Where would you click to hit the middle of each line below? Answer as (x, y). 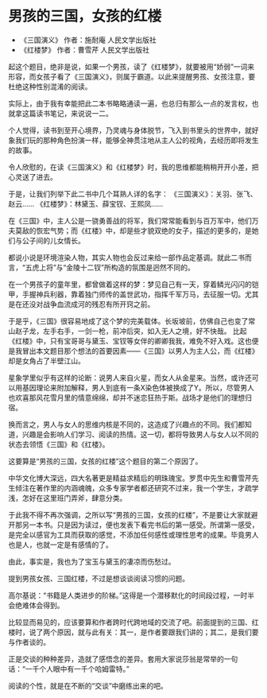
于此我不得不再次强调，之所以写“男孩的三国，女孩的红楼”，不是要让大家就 (130, 514)
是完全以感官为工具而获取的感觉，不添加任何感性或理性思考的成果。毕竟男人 (133, 534)
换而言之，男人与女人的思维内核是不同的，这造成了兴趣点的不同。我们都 (126, 424)
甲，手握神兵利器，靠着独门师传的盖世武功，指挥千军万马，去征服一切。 (126, 294)
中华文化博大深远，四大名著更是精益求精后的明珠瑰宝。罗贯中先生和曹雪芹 (130, 478)
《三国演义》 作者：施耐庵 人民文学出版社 (88, 40)
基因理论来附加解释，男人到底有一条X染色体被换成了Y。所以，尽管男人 (138, 387)
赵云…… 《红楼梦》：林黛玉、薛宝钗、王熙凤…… (86, 204)
